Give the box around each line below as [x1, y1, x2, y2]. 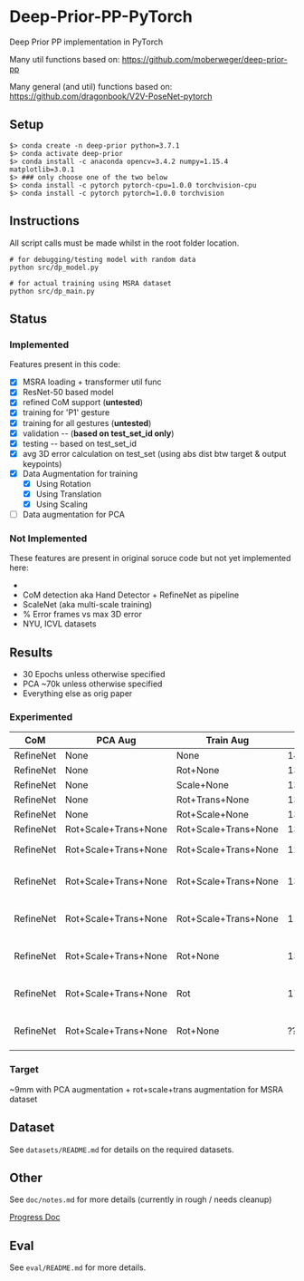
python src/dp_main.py [9, 286, 95, 296]
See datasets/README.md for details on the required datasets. [9, 1144, 234, 1155]
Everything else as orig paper [22, 688, 133, 699]
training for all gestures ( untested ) [22, 417, 152, 428]
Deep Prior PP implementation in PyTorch [9, 36, 164, 47]
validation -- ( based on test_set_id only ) [22, 428, 175, 439]
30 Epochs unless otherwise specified [22, 669, 166, 680]
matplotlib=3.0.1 [9, 165, 75, 174]
